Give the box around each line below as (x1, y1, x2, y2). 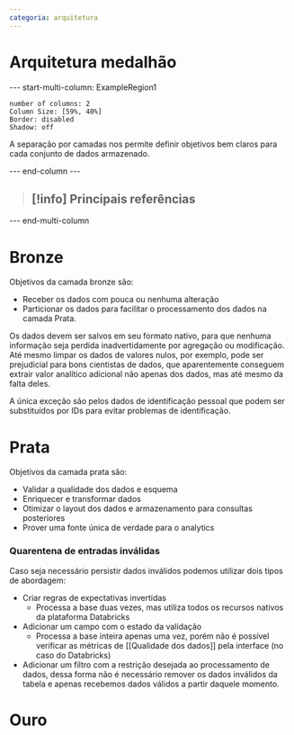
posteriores (22, 513, 66, 524)
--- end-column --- (9, 166, 81, 176)
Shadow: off (9, 122, 54, 131)
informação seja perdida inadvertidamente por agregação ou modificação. (9, 340, 285, 351)
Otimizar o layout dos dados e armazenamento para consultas (22, 503, 254, 514)
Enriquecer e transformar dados (22, 494, 141, 505)
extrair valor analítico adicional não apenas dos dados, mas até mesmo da (9, 369, 284, 380)
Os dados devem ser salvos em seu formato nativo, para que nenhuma (9, 330, 272, 342)
